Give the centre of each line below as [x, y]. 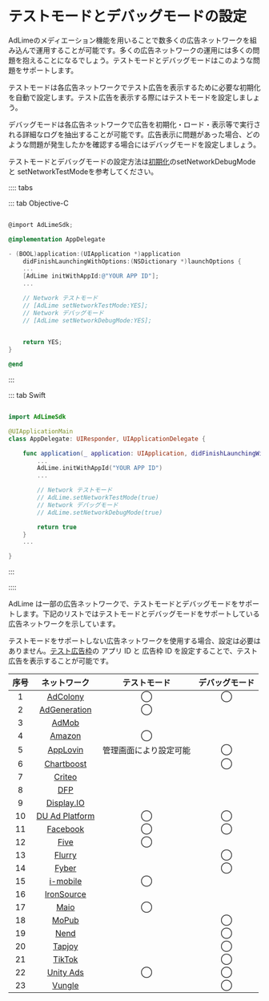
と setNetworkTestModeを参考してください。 [83, 171]
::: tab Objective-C [39, 203]
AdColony [65, 697]
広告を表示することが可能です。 [61, 661]
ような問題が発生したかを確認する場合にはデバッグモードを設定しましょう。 [134, 144]
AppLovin [66, 750]
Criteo [66, 777]
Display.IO [66, 803]
